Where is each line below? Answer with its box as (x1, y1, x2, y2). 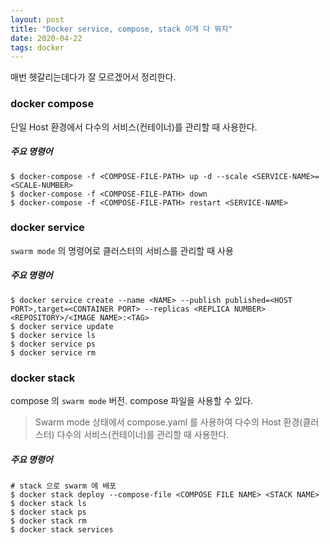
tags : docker (10, 42, 65, 53)
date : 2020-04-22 (10, 33, 83, 43)
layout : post (10, 14, 65, 25)
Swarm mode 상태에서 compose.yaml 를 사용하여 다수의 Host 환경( (34, 416, 303, 428)
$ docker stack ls (10, 499, 87, 509)
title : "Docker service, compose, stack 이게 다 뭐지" (10, 24, 233, 34)
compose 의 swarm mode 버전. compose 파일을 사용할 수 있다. (10, 395, 254, 407)
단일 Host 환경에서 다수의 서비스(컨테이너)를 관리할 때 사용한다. (10, 121, 258, 133)
